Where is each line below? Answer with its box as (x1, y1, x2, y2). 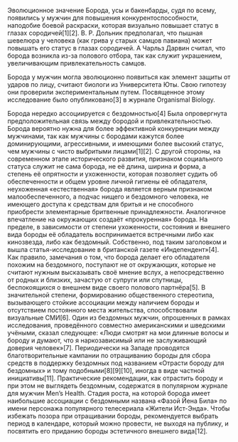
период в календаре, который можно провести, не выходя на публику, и (7, 419, 229, 428)
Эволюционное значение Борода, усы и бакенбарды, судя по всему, (7, 6, 217, 14)
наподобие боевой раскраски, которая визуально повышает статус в (7, 21, 219, 29)
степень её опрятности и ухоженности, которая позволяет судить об (7, 170, 218, 178)
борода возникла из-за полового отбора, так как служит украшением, (7, 51, 222, 60)
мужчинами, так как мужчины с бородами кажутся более (7, 132, 185, 140)
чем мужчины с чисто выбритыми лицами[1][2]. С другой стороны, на (7, 147, 221, 155)
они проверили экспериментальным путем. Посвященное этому (7, 88, 205, 96)
